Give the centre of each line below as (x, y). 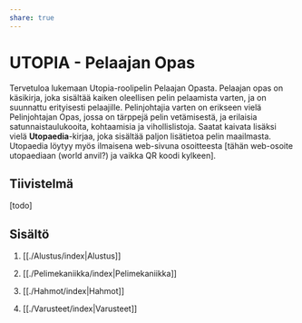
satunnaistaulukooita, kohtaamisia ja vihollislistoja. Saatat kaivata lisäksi (143, 126)
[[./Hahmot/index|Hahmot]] (73, 291)
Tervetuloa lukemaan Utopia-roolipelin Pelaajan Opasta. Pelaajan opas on (146, 88)
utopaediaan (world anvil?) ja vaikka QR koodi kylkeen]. (112, 155)
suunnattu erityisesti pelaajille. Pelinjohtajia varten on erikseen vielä (136, 107)
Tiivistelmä (42, 184)
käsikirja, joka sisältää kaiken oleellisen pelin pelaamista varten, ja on (138, 97)
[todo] (21, 206)
